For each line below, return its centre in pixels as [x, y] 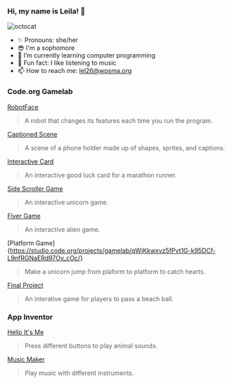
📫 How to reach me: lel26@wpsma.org [75, 71]
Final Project [25, 285]
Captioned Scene [32, 134]
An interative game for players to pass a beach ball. [99, 298]
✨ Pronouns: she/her [48, 40]
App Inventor [30, 317]
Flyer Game [24, 216]
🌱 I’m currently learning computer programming [86, 55]
